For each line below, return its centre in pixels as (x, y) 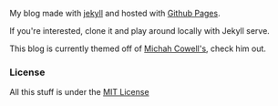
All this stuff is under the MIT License (79, 92)
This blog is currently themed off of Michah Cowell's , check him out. (138, 48)
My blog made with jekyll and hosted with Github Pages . (115, 13)
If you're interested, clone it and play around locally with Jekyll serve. (140, 31)
